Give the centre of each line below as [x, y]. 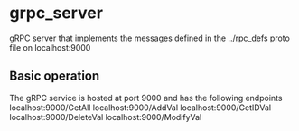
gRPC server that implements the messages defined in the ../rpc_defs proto [150, 38]
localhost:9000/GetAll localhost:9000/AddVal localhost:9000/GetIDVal [140, 108]
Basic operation [55, 76]
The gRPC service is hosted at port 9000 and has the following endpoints [146, 98]
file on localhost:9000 [50, 47]
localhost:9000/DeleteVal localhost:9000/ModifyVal [106, 117]
